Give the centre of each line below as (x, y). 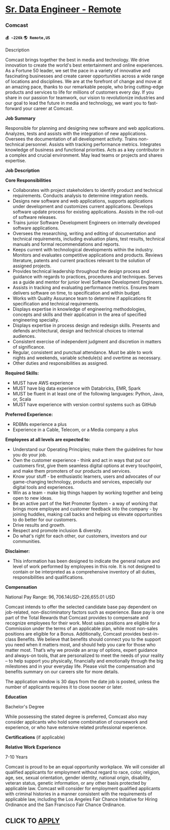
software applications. (36, 228)
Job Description (23, 170)
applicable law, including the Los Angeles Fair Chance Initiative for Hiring (81, 799)
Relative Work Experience (33, 747)
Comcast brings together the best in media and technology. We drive (77, 60)
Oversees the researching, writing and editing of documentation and (84, 234)
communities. (27, 541)
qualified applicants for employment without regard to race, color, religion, (83, 772)
